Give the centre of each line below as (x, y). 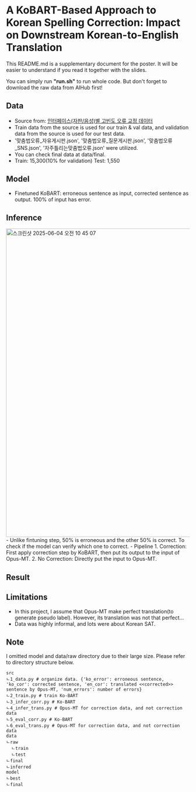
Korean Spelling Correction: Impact (93, 23)
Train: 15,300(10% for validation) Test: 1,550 (67, 160)
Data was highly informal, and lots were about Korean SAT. (85, 623)
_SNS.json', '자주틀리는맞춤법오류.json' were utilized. (76, 148)
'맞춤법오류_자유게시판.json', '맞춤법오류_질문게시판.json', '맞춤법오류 (94, 140)
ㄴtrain (20, 749)
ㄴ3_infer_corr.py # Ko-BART (41, 702)
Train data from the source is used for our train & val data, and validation (101, 127)
